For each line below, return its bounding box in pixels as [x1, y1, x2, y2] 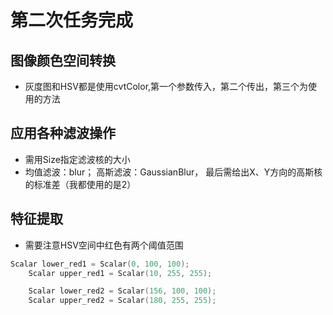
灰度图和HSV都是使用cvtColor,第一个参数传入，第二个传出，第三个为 [24, 81, 309, 92]
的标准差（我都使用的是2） [24, 178, 137, 190]
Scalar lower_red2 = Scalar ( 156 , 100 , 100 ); [28, 286, 217, 296]
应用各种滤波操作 [10, 125, 116, 142]
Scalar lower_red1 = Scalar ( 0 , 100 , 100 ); [10, 259, 190, 269]
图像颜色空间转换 [10, 52, 116, 69]
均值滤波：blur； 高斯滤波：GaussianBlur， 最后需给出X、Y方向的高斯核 [24, 166, 323, 178]
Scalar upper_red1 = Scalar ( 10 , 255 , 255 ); [28, 268, 213, 278]
